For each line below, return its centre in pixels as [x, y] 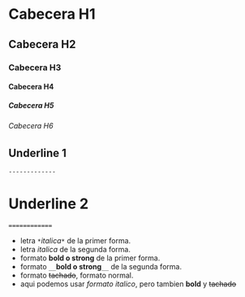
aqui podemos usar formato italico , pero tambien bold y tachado [128, 284]
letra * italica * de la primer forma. [75, 241]
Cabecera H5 [31, 105]
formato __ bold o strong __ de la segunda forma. [101, 267]
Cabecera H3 [35, 68]
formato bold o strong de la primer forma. [90, 258]
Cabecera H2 [42, 44]
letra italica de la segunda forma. [75, 250]
